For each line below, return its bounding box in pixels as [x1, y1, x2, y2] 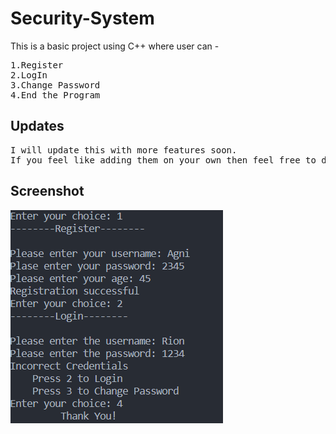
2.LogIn [10, 69, 48, 81]
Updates [10, 118, 65, 135]
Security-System [10, 7, 155, 30]
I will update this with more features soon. [10, 144, 238, 156]
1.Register [10, 59, 64, 71]
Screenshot [10, 183, 85, 200]
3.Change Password [10, 79, 101, 91]
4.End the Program [10, 89, 101, 101]
